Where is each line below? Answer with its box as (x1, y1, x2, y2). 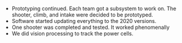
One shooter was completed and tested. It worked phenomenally (11, 24, 170, 31)
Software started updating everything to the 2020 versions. (11, 18, 157, 24)
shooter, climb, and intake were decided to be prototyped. (11, 11, 154, 18)
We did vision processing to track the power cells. (11, 30, 134, 37)
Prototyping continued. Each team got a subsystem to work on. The (11, 5, 177, 12)
